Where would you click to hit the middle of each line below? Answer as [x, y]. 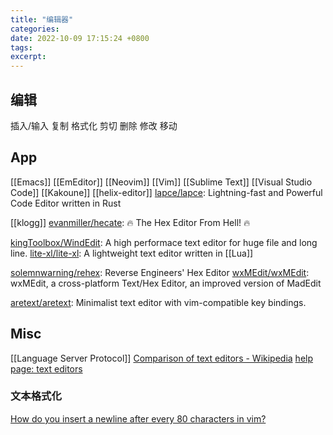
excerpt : [28, 57]
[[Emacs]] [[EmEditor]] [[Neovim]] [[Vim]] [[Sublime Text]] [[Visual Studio [161, 182]
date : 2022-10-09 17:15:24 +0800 [80, 38]
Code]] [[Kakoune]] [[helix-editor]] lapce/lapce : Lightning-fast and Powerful [166, 192]
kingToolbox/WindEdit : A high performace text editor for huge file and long [164, 242]
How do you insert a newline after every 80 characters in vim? [138, 418]
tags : [21, 47]
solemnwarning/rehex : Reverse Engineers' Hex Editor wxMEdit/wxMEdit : [160, 272]
